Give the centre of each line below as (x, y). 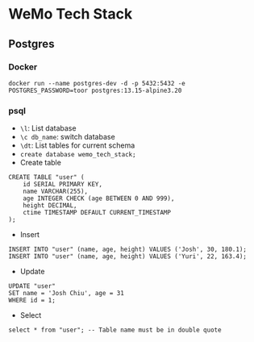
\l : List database (48, 128)
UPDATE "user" (32, 286)
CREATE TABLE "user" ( (46, 177)
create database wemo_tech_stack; (78, 155)
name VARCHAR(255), (56, 192)
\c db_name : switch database (67, 137)
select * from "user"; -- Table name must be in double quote (115, 330)
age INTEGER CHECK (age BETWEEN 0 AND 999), (99, 198)
